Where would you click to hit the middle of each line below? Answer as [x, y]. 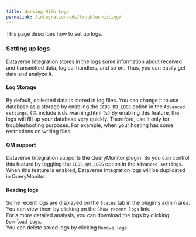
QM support [21, 145]
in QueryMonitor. [26, 177]
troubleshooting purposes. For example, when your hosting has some [90, 125]
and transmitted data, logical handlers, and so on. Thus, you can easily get [96, 67]
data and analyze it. [30, 74]
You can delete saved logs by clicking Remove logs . [67, 228]
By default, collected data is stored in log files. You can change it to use [92, 100]
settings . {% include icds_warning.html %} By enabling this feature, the [93, 113]
